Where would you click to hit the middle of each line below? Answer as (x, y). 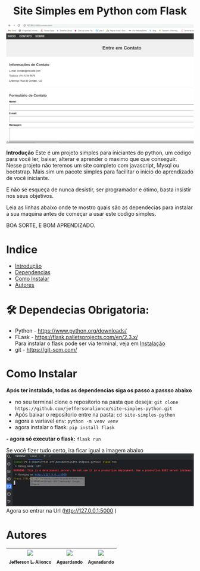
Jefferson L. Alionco (30, 562)
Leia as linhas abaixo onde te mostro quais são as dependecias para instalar (100, 207)
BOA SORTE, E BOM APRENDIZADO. (51, 225)
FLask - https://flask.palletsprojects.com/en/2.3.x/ (76, 337)
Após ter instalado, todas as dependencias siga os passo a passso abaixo (99, 390)
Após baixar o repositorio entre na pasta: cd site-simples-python (95, 415)
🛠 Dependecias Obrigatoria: (78, 310)
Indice (22, 249)
